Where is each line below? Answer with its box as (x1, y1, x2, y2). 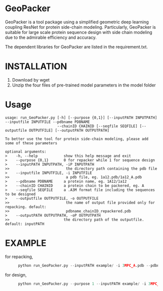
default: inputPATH (5, 222, 45, 226)
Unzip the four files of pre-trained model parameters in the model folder (12, 82, 156, 88)
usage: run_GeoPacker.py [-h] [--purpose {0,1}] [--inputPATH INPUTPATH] (5, 115, 158, 120)
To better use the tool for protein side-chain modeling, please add (5, 137, 149, 141)
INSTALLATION (5, 61, 67, 72)
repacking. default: (5, 205, 47, 209)
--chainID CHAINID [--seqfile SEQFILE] (57, 123, 138, 129)
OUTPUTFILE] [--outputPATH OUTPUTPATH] (29, 128, 110, 133)
